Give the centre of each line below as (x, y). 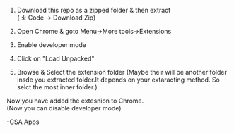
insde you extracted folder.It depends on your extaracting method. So (118, 80)
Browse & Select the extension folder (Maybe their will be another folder (122, 72)
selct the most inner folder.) (57, 87)
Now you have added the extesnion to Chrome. (75, 101)
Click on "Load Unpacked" (55, 58)
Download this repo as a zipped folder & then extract (94, 10)
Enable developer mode (51, 45)
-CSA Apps (23, 122)
